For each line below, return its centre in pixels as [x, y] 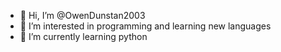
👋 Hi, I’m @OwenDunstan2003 [82, 15]
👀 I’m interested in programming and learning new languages [145, 26]
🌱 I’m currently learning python [83, 36]
